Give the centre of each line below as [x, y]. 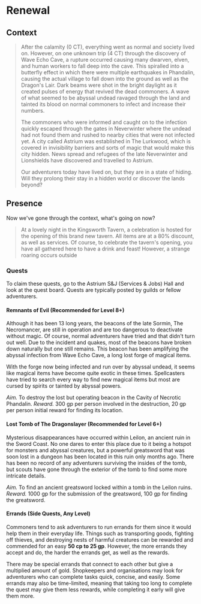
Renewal [28, 10]
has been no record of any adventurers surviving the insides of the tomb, [97, 463]
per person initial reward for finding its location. [65, 410]
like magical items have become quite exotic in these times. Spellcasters [95, 373]
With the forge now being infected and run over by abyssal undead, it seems [100, 367]
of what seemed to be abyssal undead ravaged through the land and [106, 98]
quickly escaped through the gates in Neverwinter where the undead [106, 129]
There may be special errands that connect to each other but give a [90, 564]
